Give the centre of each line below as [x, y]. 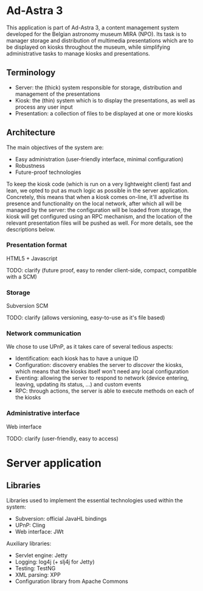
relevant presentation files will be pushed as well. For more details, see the [100, 223]
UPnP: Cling [30, 525]
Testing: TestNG [35, 568]
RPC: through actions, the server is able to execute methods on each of [105, 391]
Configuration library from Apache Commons [72, 581]
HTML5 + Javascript [32, 258]
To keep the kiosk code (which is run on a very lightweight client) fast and [99, 184]
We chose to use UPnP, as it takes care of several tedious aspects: [90, 347]
